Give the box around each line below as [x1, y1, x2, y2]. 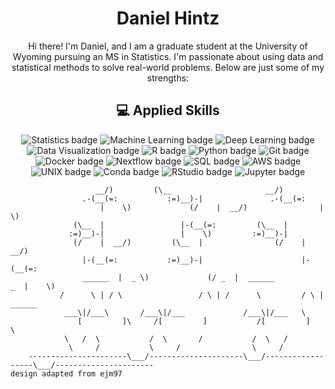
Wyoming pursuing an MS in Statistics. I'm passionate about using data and [12, 50, 324, 62]
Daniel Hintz [116, 7, 220, 30]
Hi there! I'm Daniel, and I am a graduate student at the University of [28, 40, 308, 52]
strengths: [146, 72, 190, 84]
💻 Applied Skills [116, 102, 220, 119]
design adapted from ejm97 [10, 368, 123, 379]
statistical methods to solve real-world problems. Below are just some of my [11, 61, 325, 73]
